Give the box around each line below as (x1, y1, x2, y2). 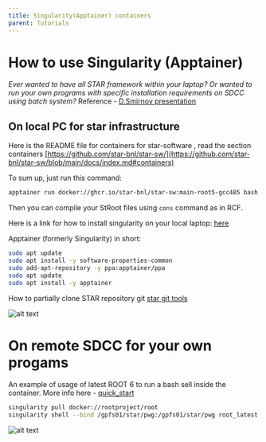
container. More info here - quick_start (8, 388, 135, 398)
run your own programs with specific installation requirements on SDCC (8, 88, 244, 98)
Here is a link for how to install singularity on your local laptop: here (8, 218, 229, 228)
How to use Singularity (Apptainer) (8, 53, 244, 72)
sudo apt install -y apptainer (8, 279, 112, 287)
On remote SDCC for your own (8, 336, 213, 354)
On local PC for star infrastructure (8, 119, 181, 133)
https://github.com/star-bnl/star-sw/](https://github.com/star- (47, 149, 251, 159)
